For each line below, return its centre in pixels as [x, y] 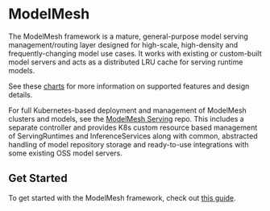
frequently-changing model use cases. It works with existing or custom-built [135, 53]
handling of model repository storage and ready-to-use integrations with [129, 144]
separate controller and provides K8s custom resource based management [133, 127]
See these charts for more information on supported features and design [129, 86]
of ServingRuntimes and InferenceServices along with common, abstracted [133, 136]
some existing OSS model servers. [66, 153]
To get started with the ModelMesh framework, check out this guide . [122, 197]
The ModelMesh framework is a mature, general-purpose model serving [128, 36]
